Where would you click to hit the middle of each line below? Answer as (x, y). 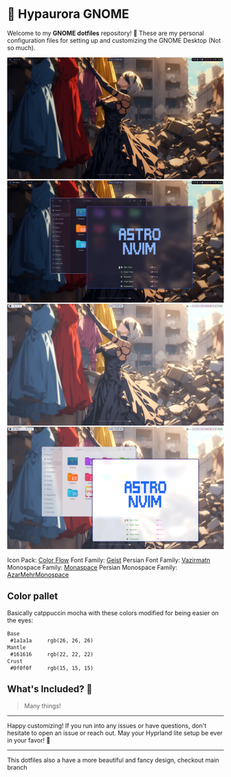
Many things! (42, 705)
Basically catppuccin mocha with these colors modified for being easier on (113, 613)
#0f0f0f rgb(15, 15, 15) (52, 668)
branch (17, 767)
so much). (21, 47)
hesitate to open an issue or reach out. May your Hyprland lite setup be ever (115, 733)
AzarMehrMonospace (38, 575)
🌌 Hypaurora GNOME (68, 14)
